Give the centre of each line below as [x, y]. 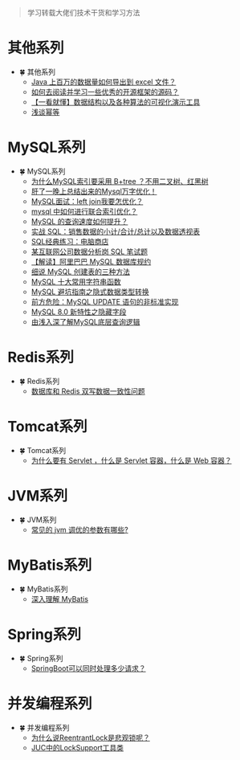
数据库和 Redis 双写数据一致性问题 [88, 391]
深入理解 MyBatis [60, 599]
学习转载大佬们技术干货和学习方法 [83, 13]
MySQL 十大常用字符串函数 [76, 281]
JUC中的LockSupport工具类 [77, 747]
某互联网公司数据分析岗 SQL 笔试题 [89, 251]
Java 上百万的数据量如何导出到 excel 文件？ [104, 82]
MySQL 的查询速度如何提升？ [79, 221]
